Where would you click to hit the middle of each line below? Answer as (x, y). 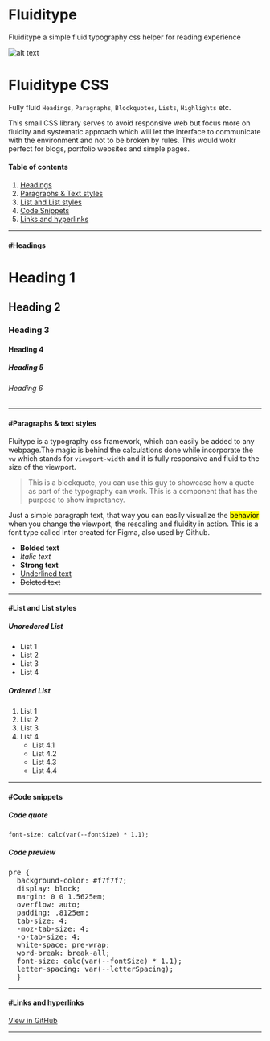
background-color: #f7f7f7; (72, 880)
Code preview (32, 852)
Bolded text (40, 548)
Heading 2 (35, 307)
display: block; (49, 888)
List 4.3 (44, 763)
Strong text (39, 565)
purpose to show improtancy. (77, 500)
